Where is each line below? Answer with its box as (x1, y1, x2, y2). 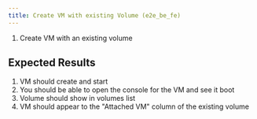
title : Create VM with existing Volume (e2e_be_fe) (8, 11, 181, 20)
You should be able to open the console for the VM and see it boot (19, 85, 235, 95)
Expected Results (8, 56, 96, 69)
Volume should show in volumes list (19, 94, 136, 103)
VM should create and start (19, 76, 108, 87)
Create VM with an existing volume (19, 33, 133, 43)
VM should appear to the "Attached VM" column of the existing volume (19, 102, 250, 111)
